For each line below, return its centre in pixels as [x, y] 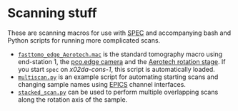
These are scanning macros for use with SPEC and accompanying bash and [119, 33]
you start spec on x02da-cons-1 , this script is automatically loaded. [116, 69]
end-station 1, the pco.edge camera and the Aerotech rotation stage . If [122, 61]
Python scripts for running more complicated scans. [84, 40]
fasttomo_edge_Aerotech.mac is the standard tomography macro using [120, 54]
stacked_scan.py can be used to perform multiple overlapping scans [118, 92]
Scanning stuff [53, 13]
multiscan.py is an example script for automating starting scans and [118, 77]
